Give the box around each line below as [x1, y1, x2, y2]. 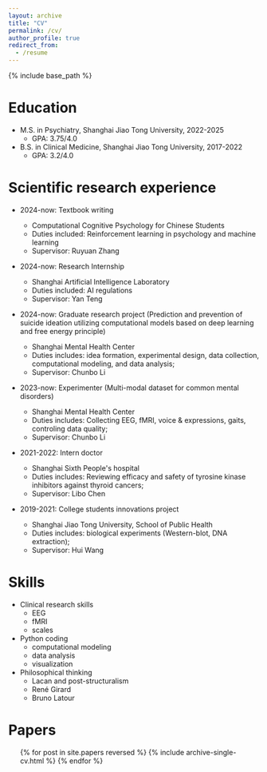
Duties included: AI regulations [31, 285, 133, 295]
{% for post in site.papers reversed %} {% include [19, 747, 185, 757]
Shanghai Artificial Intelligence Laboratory [31, 277, 170, 286]
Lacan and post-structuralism [31, 676, 129, 686]
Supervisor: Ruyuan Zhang [31, 245, 120, 256]
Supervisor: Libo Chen [31, 488, 106, 498]
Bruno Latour [31, 693, 76, 702]
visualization [31, 659, 73, 668]
